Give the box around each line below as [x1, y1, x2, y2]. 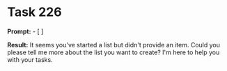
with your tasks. [7, 55, 54, 63]
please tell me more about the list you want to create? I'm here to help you [7, 48, 220, 56]
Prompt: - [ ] [7, 27, 44, 35]
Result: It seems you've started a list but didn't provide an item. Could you [7, 40, 221, 49]
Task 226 [7, 4, 62, 20]
